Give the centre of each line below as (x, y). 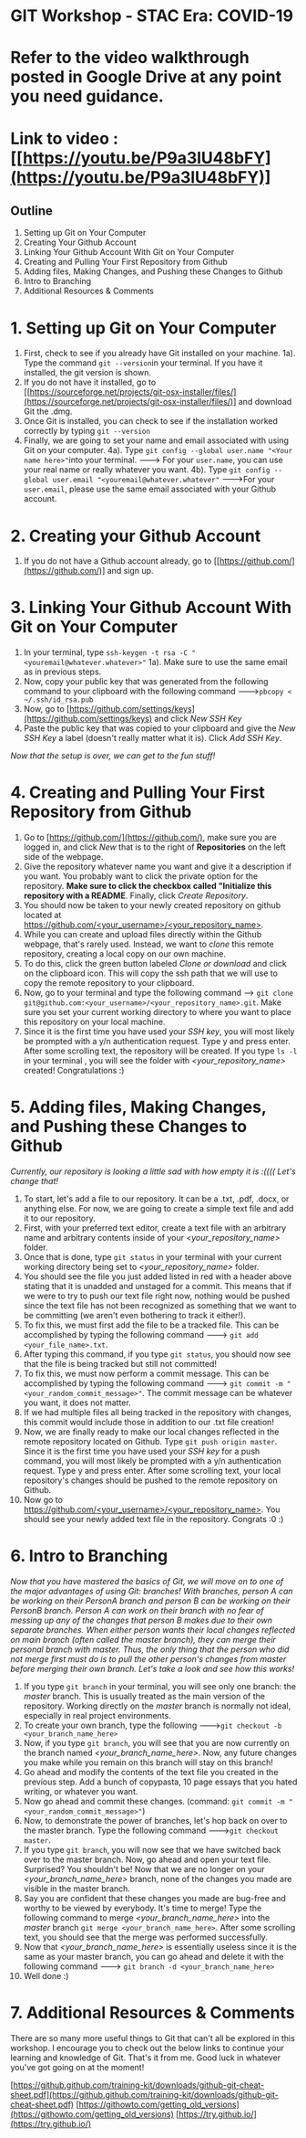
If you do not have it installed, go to (90, 382)
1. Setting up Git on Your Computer (143, 328)
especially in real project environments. (97, 1715)
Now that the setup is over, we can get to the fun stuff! (113, 756)
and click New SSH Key (198, 719)
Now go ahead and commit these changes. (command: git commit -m (154, 1801)
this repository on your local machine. (94, 1022)
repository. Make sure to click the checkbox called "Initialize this (148, 886)
